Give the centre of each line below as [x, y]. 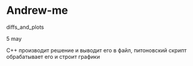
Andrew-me [37, 10]
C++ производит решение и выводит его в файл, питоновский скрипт [96, 50]
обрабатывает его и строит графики [53, 56]
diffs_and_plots [25, 27]
